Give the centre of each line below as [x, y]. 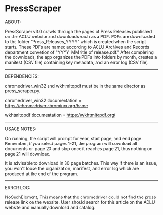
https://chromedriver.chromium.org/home [47, 106]
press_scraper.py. [23, 91]
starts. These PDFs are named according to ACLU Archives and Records [77, 47]
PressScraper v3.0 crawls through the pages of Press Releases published [79, 31]
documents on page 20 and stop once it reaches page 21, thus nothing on [79, 148]
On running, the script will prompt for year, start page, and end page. [74, 138]
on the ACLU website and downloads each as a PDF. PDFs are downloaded [80, 36]
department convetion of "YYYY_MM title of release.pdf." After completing [80, 52]
